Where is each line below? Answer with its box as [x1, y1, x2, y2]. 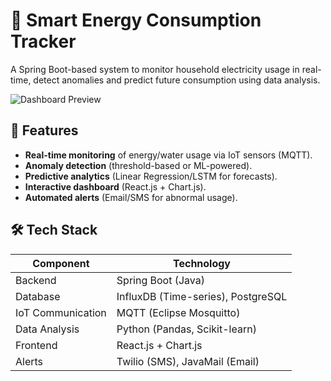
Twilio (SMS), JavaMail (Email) [116, 354, 260, 368]
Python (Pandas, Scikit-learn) [116, 322, 257, 336]
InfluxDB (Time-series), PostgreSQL [116, 289, 288, 303]
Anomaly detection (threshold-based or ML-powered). [24, 159, 253, 171]
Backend [15, 273, 57, 287]
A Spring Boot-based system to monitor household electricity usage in [10, 63, 300, 75]
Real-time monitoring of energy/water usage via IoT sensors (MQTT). [24, 149, 313, 161]
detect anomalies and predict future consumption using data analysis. [33, 74, 321, 86]
